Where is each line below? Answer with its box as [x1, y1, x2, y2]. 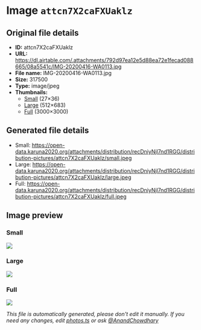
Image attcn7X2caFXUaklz [6, 4, 133, 18]
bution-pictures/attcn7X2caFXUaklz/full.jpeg [14, 193, 127, 200]
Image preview [6, 210, 63, 221]
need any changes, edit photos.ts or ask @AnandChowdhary [6, 317, 159, 324]
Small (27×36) [24, 95, 60, 102]
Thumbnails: [14, 89, 48, 95]
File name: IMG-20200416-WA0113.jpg [14, 70, 112, 76]
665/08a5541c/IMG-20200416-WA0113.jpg [14, 63, 122, 70]
